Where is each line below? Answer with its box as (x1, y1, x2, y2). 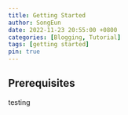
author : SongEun (8, 19, 61, 27)
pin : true (8, 48, 41, 56)
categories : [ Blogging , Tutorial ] (8, 33, 122, 41)
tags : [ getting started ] (8, 41, 90, 49)
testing (8, 97, 31, 106)
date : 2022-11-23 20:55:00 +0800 (8, 26, 118, 34)
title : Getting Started (8, 11, 86, 20)
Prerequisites (8, 77, 75, 90)
